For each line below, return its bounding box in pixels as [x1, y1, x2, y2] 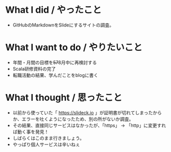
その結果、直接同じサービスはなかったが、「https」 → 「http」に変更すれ [12, 122, 166, 128]
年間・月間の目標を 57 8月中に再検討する [12, 59, 97, 66]
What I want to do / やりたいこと [5, 42, 143, 53]
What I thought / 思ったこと [5, 92, 123, 104]
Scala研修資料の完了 [12, 66, 56, 72]
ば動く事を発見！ [12, 129, 49, 135]
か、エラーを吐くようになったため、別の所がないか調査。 [12, 116, 134, 122]
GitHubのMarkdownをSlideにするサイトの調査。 [12, 22, 114, 28]
